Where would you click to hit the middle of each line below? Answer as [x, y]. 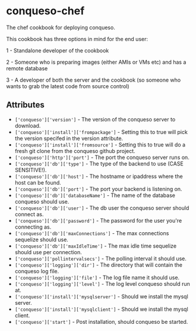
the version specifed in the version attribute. [69, 138]
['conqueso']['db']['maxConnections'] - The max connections [92, 233]
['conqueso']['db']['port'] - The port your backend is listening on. [98, 189]
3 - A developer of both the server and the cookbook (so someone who [94, 80]
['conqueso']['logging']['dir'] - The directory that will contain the [99, 265]
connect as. [29, 214]
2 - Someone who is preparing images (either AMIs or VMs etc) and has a [96, 62]
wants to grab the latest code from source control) [68, 86]
